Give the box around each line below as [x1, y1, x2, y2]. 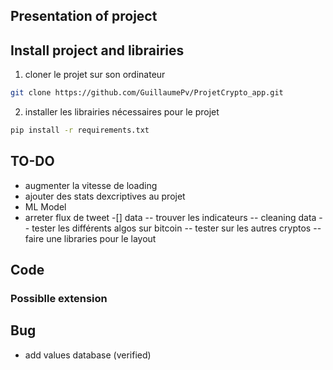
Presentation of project [10, 8, 158, 25]
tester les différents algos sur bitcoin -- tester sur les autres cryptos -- [31, 222, 322, 234]
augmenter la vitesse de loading [24, 179, 158, 191]
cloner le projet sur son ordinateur [24, 69, 166, 81]
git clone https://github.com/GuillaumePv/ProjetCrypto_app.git [10, 88, 284, 98]
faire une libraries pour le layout [24, 232, 157, 244]
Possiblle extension [10, 292, 108, 306]
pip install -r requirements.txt [10, 125, 150, 136]
